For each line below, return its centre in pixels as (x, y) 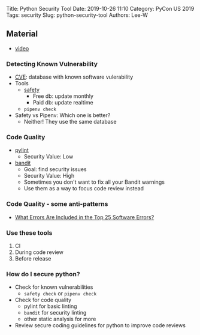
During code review (39, 252)
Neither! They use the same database (70, 122)
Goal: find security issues (55, 169)
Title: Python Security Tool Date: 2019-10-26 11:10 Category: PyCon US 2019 (100, 9)
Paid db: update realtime (63, 103)
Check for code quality (43, 300)
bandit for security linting (55, 313)
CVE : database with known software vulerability (74, 77)
